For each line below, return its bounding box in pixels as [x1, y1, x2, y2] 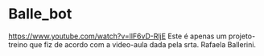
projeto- [228, 31, 256, 41]
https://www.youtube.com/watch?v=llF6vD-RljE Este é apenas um [8, 31, 227, 41]
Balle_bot [8, 5, 72, 23]
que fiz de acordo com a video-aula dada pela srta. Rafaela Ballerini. [29, 39, 256, 49]
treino [8, 39, 28, 49]
